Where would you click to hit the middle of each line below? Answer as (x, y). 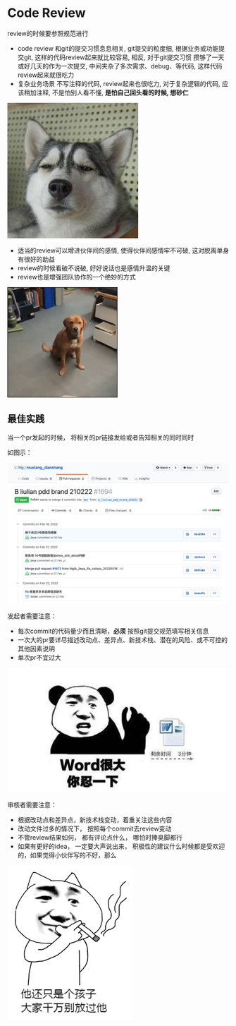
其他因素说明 (36, 648)
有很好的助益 (36, 259)
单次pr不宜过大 (39, 657)
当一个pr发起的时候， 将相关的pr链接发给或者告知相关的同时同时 (101, 437)
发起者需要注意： (32, 616)
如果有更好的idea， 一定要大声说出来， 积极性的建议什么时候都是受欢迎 (121, 846)
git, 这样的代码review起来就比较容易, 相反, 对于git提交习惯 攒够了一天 (124, 57)
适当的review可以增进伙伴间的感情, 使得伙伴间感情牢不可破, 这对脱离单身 (123, 250)
